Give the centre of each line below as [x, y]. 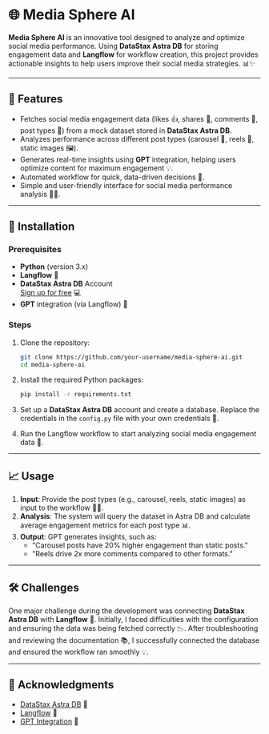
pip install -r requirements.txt [76, 395]
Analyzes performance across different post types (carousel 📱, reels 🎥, [137, 138]
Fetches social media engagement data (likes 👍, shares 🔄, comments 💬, [139, 118]
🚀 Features [36, 99]
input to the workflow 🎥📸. [62, 508]
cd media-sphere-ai [52, 365]
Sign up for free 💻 [50, 293]
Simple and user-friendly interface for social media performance [126, 185]
